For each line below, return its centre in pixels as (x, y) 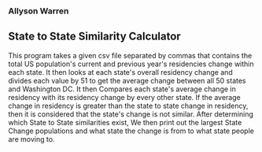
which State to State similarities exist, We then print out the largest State (125, 122)
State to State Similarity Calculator (94, 37)
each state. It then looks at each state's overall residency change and (121, 72)
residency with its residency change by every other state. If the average (125, 97)
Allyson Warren (39, 11)
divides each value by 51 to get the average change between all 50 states (127, 80)
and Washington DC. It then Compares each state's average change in (122, 89)
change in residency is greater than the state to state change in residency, (128, 106)
